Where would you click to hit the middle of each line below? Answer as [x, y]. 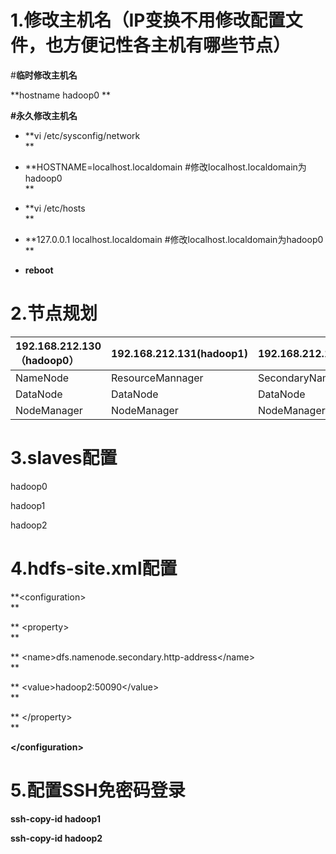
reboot [39, 270]
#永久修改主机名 [44, 115]
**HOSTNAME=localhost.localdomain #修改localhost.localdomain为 [165, 167]
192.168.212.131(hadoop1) [179, 353]
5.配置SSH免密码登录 [98, 790]
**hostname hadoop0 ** [61, 95]
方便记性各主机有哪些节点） [177, 45]
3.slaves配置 [64, 458]
